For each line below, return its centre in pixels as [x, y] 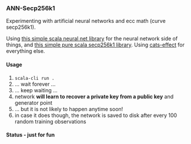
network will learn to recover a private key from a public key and [94, 96]
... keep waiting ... [36, 90]
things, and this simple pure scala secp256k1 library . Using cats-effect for [95, 45]
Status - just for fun [31, 135]
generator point [33, 103]
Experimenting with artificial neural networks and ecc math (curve [86, 21]
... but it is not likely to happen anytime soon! [69, 109]
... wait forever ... [35, 84]
